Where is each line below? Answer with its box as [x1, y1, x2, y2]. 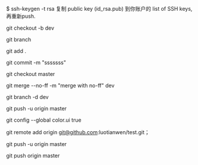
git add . [6, 47, 27, 55]
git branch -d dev [6, 94, 49, 100]
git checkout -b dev [6, 24, 55, 31]
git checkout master [6, 71, 55, 77]
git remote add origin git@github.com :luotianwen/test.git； [6, 129, 150, 135]
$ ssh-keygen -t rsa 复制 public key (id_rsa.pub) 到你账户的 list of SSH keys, [6, 5, 193, 12]
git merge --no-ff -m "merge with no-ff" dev [6, 82, 115, 89]
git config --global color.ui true [6, 116, 81, 123]
